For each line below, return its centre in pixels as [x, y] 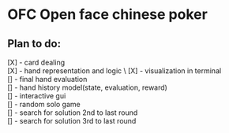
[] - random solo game [44, 104]
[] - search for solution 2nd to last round [73, 113]
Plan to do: [34, 44]
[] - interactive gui [37, 96]
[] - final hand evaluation [47, 79]
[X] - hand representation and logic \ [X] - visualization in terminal [114, 71]
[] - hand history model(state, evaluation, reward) [87, 87]
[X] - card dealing [36, 62]
